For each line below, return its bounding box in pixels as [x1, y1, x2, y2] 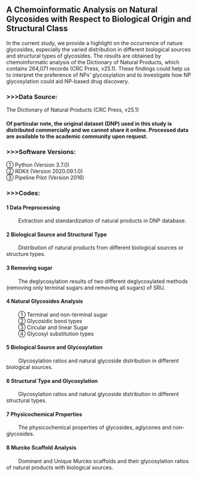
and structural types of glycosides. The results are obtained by [6, 52, 162, 59]
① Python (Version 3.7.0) [6, 161, 70, 168]
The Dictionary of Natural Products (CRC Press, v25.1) [6, 106, 140, 113]
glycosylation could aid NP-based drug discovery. [6, 77, 130, 84]
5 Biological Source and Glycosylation [6, 344, 103, 351]
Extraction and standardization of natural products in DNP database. [17, 217, 187, 224]
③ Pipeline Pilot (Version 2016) [6, 174, 84, 181]
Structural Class [6, 23, 68, 34]
